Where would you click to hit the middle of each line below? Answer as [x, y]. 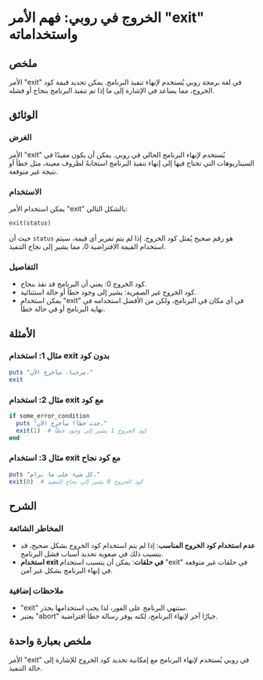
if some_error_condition [49, 416]
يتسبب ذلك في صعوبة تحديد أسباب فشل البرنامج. [92, 554]
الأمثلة [22, 333]
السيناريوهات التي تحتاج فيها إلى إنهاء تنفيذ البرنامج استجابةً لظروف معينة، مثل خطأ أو [132, 163]
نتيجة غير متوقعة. [33, 171]
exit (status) [30, 223]
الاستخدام [25, 192]
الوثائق [23, 115]
